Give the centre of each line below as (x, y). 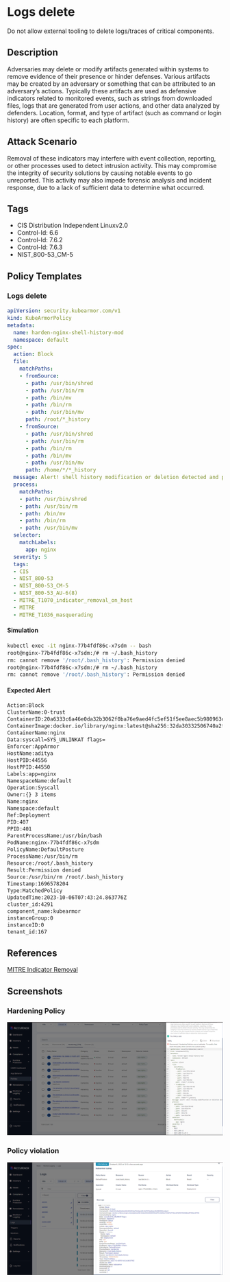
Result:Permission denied (44, 870)
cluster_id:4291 (30, 905)
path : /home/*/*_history (61, 470)
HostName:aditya (30, 754)
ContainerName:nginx (37, 733)
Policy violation (33, 1151)
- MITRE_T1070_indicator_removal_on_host (73, 601)
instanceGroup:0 (30, 918)
